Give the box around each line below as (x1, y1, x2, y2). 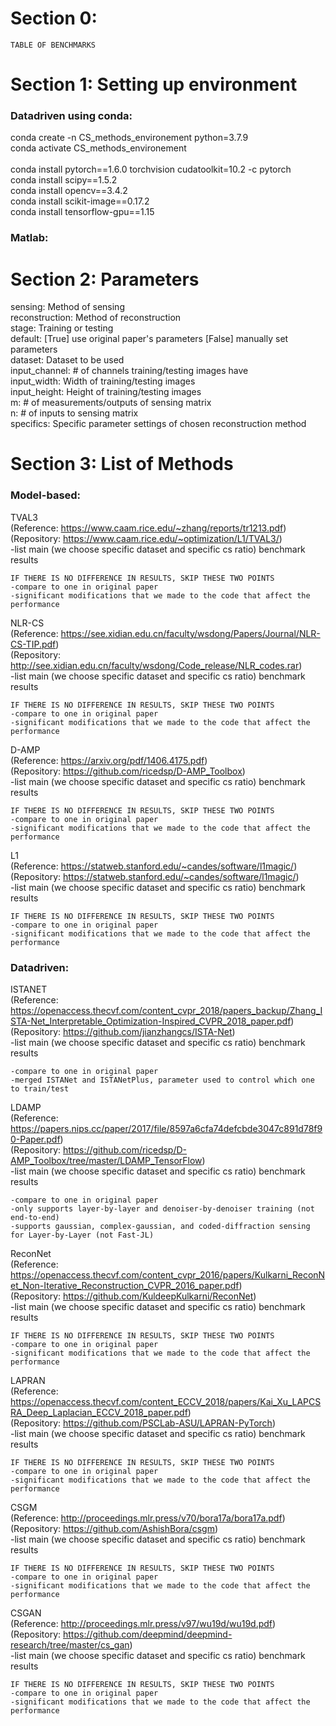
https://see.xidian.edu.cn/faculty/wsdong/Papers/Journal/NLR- (60, 627, 321, 639)
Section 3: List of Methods (10, 453, 234, 476)
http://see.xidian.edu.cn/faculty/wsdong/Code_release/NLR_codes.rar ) (10, 659, 303, 671)
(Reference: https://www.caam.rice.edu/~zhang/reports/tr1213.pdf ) (10, 522, 287, 534)
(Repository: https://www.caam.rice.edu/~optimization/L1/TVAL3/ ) (10, 532, 283, 544)
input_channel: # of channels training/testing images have (10, 365, 249, 377)
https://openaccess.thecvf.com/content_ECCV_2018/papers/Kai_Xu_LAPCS (10, 1396, 322, 1408)
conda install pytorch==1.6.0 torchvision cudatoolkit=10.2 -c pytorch (10, 163, 292, 176)
